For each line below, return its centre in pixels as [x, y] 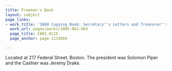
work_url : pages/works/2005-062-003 [49, 29]
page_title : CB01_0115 [34, 34]
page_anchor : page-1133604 [39, 39]
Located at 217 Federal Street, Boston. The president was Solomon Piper [82, 57]
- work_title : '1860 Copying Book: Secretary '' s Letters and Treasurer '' [86, 24]
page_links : [18, 19]
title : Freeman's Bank [29, 10]
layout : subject [23, 15]
